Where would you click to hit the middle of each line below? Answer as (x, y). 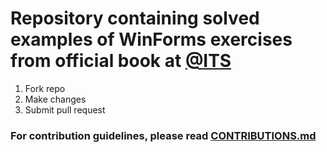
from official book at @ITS (121, 61)
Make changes (55, 99)
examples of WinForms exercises (151, 39)
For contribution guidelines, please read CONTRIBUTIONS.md (163, 135)
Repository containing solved (135, 18)
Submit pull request (65, 109)
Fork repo (45, 88)
